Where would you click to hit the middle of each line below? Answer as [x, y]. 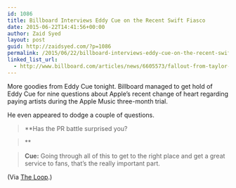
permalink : [23, 54]
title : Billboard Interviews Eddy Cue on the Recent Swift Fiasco [106, 20]
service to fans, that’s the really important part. [92, 163]
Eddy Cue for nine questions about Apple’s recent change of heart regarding [118, 94]
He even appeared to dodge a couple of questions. [81, 115]
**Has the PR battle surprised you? [76, 128]
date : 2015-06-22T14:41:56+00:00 [56, 27]
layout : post [26, 40]
